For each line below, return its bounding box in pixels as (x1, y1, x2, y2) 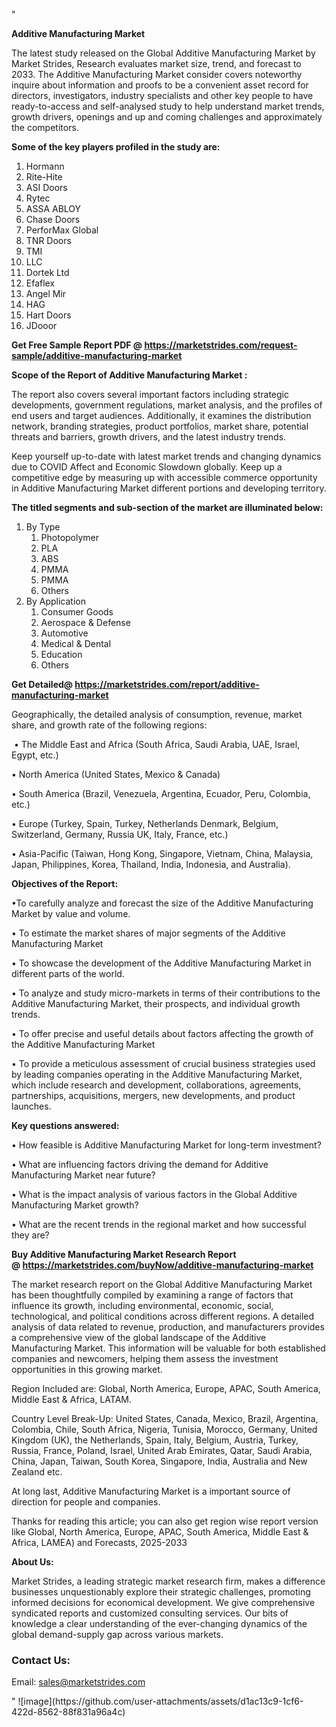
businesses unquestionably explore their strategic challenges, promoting (11, 1586, 311, 1598)
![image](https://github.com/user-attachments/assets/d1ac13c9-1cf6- (17, 1695, 304, 1708)
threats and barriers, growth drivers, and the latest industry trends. (11, 431, 287, 443)
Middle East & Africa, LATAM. (11, 1394, 132, 1405)
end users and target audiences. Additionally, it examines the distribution (11, 410, 312, 421)
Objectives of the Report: (11, 878, 119, 889)
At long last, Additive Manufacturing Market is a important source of (11, 1485, 291, 1497)
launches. (11, 1100, 52, 1112)
